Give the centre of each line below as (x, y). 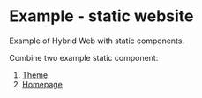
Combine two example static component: (84, 57)
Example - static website (101, 16)
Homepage (42, 84)
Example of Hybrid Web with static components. (97, 41)
